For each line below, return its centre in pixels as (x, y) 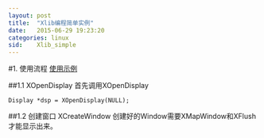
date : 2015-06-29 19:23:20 (56, 30)
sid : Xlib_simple (43, 45)
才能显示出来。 (33, 126)
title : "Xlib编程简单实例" (51, 23)
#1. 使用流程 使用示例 (43, 69)
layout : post (30, 15)
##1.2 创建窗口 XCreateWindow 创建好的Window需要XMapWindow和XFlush (132, 117)
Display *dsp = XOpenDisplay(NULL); (69, 101)
